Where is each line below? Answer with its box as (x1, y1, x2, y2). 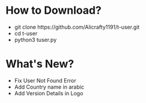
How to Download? (5, 4, 102, 17)
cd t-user (14, 29, 38, 37)
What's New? (5, 57, 75, 71)
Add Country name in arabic (14, 83, 85, 90)
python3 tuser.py (14, 36, 57, 43)
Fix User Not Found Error (14, 77, 76, 84)
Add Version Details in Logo (14, 89, 84, 96)
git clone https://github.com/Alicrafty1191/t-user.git (14, 23, 140, 31)
